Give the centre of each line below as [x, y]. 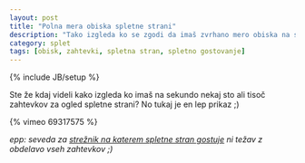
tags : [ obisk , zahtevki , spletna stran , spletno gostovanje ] [128, 52]
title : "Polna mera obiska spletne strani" [93, 26]
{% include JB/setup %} [54, 77]
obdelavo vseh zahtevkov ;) [61, 149]
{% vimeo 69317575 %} [54, 122]
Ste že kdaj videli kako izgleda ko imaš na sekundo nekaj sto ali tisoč [138, 95]
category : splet [40, 43]
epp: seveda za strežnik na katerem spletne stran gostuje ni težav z [136, 139]
